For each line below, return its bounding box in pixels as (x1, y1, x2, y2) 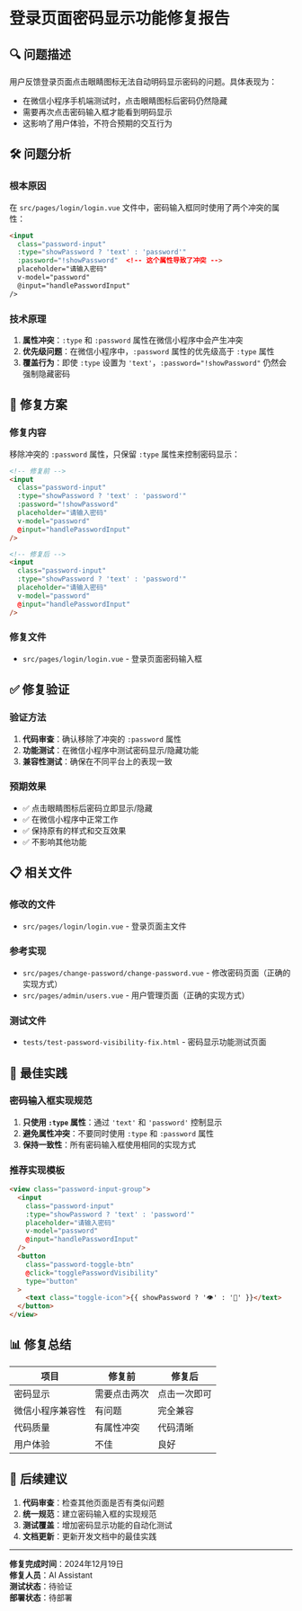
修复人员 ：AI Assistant (9, 1570, 93, 1580)
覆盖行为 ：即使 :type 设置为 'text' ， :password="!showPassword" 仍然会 (22, 357, 288, 368)
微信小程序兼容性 (13, 1404, 87, 1417)
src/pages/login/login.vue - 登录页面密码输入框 (22, 653, 203, 663)
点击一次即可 (157, 1387, 213, 1400)
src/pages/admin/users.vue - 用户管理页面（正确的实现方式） (22, 990, 250, 1001)
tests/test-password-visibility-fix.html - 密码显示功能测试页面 (22, 1037, 267, 1047)
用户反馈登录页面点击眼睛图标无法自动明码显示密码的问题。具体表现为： (9, 76, 277, 86)
